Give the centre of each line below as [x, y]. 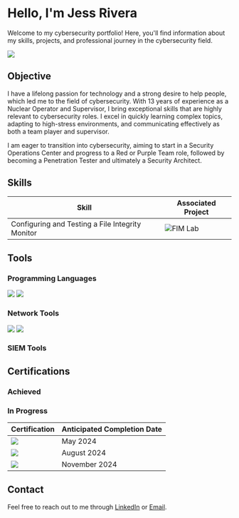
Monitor [24, 233]
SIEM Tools [27, 348]
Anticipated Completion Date [112, 430]
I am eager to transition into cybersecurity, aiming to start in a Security [111, 145]
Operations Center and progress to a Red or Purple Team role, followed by [116, 153]
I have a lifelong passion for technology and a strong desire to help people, [117, 93]
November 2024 [89, 464]
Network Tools [33, 313]
